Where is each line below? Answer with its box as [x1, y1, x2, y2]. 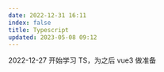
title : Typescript [8, 26, 69, 34]
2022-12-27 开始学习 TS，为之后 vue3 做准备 [8, 56, 157, 65]
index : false [8, 19, 51, 27]
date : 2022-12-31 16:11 [8, 11, 87, 20]
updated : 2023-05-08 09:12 [8, 33, 97, 41]
